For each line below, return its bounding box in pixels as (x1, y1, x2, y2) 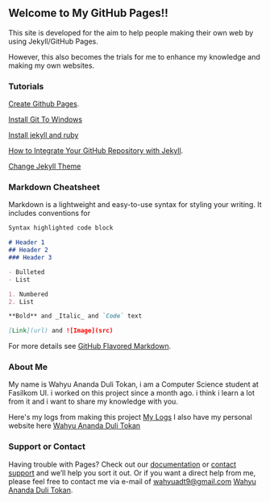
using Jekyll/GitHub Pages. (8, 36, 99, 46)
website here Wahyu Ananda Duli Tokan (8, 421, 141, 430)
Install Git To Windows (8, 114, 83, 124)
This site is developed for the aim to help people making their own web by (8, 27, 254, 37)
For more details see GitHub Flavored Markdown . (8, 342, 172, 351)
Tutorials (8, 81, 44, 92)
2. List (8, 297, 35, 305)
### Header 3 (8, 254, 52, 262)
